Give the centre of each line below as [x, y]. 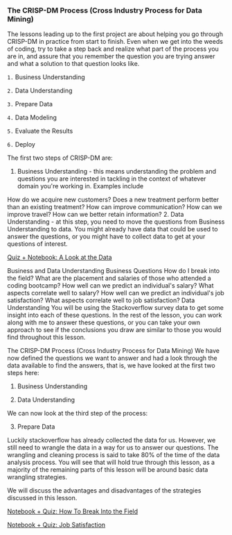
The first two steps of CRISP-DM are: [60, 158]
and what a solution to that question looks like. [73, 64]
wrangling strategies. [37, 477]
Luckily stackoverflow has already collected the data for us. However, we [111, 441]
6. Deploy [21, 145]
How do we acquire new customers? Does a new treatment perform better [113, 199]
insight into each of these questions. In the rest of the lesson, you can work [115, 315]
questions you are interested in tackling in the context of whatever [111, 179]
